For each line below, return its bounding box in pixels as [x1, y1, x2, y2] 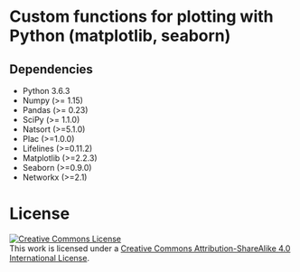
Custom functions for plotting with [9, 6, 274, 27]
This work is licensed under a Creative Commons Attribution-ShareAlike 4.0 [9, 242, 291, 254]
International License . [9, 252, 90, 263]
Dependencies [9, 61, 93, 77]
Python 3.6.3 [22, 86, 70, 96]
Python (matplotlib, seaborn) [9, 25, 231, 46]
